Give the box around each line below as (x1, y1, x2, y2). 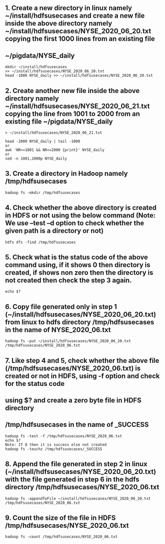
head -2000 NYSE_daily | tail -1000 (5, 139, 80, 144)
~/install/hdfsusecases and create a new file (5, 12, 145, 20)
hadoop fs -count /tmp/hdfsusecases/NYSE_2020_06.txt (5, 534, 118, 540)
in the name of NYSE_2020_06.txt (5, 325, 111, 334)
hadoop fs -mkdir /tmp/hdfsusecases (5, 190, 80, 195)
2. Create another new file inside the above (5, 86, 140, 95)
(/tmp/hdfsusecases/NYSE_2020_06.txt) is (5, 364, 141, 372)
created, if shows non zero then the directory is (5, 268, 154, 277)
